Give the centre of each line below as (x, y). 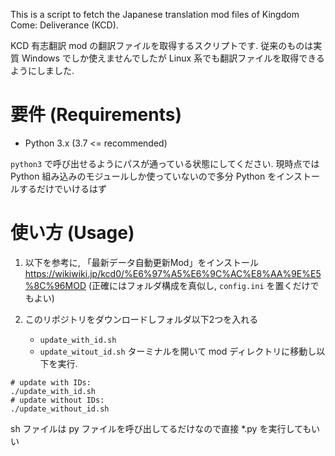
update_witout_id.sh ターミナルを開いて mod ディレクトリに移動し (178, 351)
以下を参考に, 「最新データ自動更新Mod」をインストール (142, 262)
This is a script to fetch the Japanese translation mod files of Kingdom (155, 14)
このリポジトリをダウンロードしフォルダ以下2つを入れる (141, 319)
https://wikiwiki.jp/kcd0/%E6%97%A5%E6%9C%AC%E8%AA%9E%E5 (173, 273)
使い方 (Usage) (72, 233)
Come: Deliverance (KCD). (64, 25)
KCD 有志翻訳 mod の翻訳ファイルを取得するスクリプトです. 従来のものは (162, 45)
